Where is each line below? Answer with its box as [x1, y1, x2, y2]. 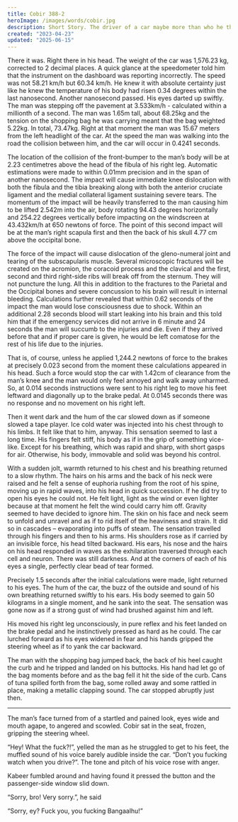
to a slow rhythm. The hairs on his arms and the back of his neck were [7, 472, 212, 480]
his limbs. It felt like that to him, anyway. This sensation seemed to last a [7, 428, 217, 436]
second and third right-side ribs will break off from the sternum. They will [7, 272, 221, 281]
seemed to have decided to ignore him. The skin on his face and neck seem [7, 509, 229, 518]
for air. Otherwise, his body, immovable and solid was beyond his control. [7, 450, 221, 459]
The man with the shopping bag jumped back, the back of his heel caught [7, 656, 223, 665]
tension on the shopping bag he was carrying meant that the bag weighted [7, 116, 225, 125]
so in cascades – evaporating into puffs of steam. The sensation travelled [7, 524, 221, 533]
